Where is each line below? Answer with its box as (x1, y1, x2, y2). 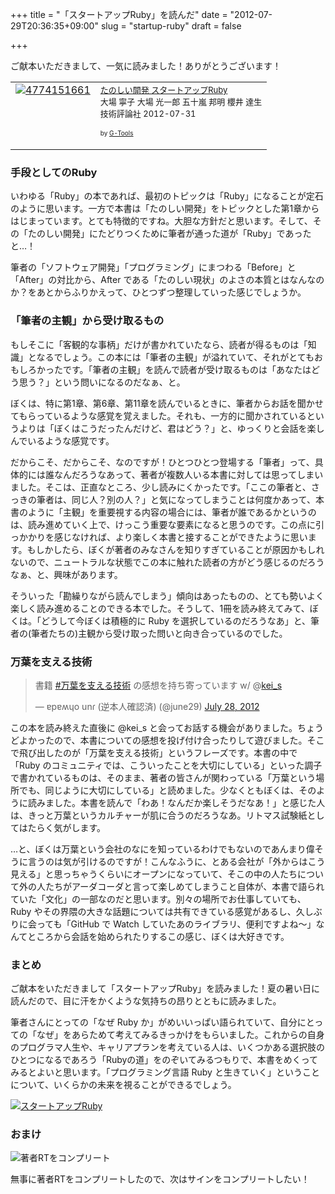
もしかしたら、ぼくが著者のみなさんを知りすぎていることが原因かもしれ (26, 543, 325, 555)
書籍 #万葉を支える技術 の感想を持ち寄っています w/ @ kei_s (34, 679, 283, 691)
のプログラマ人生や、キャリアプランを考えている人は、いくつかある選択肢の (10, 1041, 325, 1053)
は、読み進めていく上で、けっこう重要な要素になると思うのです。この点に (10, 518, 317, 530)
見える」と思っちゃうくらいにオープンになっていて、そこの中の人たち (10, 868, 298, 880)
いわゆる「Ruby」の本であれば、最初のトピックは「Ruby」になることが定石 (10, 190, 324, 202)
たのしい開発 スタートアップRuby (99, 84, 228, 95)
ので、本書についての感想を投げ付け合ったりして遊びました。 (53, 734, 308, 746)
